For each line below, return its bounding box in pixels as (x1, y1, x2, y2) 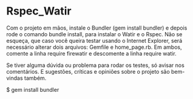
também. (24, 74, 47, 81)
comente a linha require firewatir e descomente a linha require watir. (6, 49, 177, 57)
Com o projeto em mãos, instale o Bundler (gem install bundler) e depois (6, 24, 188, 31)
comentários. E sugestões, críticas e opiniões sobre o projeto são (6, 68, 170, 75)
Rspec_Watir (6, 4, 72, 18)
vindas (6, 74, 23, 81)
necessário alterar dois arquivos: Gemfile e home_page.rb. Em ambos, (6, 43, 182, 51)
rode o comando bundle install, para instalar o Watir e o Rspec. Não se (6, 30, 183, 37)
